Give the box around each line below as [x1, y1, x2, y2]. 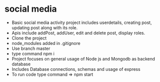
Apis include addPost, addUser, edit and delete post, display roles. [11, 30, 145, 36]
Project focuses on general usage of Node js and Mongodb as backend [11, 56, 156, 61]
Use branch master [11, 45, 51, 51]
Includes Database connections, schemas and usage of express [11, 66, 140, 72]
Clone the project [11, 35, 47, 41]
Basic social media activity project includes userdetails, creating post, [11, 20, 152, 25]
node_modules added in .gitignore [11, 40, 81, 46]
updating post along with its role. [11, 24, 78, 30]
